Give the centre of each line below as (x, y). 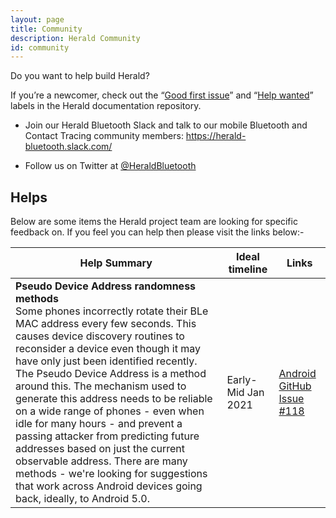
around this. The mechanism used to (101, 386)
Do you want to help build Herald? (80, 76)
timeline (248, 269)
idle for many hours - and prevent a (99, 424)
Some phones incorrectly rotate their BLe (112, 311)
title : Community (46, 29)
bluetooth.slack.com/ (68, 147)
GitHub (295, 386)
